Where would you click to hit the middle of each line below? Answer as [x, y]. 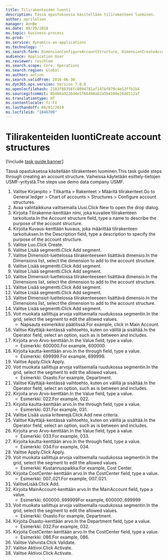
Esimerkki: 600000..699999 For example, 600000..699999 [81, 500]
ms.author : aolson [25, 75]
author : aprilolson [26, 19]
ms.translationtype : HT [30, 98]
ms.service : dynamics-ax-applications [46, 43]
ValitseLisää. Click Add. [36, 484]
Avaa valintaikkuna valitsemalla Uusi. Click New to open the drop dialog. [86, 207]
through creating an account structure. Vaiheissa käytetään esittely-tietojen [83, 176]
